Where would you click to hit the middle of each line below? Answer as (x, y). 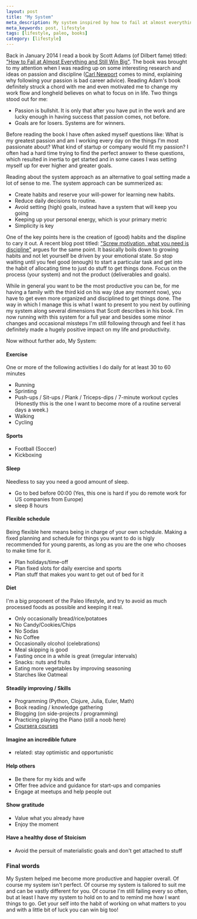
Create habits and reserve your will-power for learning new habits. (95, 195)
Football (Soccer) (35, 449)
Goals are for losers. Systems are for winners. (70, 123)
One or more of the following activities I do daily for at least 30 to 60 (89, 367)
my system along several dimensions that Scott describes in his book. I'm (95, 311)
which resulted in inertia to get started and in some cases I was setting (91, 159)
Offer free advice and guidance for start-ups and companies (88, 785)
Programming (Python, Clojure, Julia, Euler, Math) (74, 701)
